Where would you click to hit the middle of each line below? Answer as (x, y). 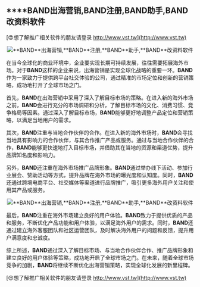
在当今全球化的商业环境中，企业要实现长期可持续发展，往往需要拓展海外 (95, 63)
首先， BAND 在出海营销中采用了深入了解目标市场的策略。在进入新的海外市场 (100, 98)
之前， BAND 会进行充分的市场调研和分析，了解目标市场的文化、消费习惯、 (97, 105)
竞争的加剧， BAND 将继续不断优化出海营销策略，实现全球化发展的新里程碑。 (100, 265)
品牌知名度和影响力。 (32, 155)
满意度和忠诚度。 (32, 238)
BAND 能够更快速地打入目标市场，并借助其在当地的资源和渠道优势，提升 (105, 147)
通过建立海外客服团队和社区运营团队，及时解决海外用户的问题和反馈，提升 (97, 230)
